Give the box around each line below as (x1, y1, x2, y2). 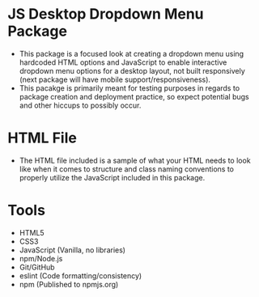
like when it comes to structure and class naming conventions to (19, 163, 234, 174)
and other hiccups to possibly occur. (19, 100, 142, 110)
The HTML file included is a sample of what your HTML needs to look (19, 155, 252, 165)
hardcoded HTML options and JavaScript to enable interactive (19, 57, 227, 67)
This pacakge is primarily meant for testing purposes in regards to (19, 83, 240, 93)
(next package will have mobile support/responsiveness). (19, 74, 211, 84)
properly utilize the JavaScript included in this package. (19, 172, 206, 182)
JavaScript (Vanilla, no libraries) (19, 244, 126, 255)
